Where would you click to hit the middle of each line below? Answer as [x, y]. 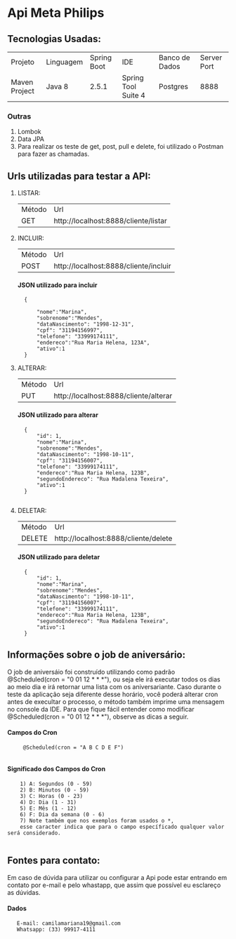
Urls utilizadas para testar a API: [79, 176]
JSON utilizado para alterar [58, 415]
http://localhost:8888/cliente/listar [110, 221]
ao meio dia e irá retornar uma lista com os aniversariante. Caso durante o [114, 686]
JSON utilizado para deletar [59, 557]
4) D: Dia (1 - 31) [48, 802]
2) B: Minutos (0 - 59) [55, 790]
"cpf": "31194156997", [70, 331]
